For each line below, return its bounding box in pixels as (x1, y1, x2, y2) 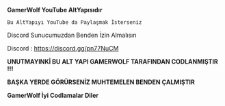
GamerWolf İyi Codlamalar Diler (7, 92, 99, 99)
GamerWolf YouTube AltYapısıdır (7, 6, 103, 14)
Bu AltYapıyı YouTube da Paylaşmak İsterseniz (7, 19, 142, 26)
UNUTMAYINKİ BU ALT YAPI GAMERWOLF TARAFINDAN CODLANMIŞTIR (7, 57, 219, 66)
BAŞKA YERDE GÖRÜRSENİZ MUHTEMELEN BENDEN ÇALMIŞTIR (7, 78, 195, 86)
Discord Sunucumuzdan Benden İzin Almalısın (7, 31, 137, 39)
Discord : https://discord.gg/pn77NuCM (7, 44, 119, 52)
